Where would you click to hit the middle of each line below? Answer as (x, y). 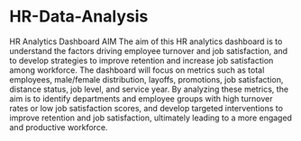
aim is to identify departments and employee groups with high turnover (141, 98)
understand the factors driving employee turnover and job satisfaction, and (149, 50)
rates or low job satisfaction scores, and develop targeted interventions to (146, 108)
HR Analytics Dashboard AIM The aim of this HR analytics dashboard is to (146, 41)
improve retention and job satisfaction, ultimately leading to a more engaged (151, 118)
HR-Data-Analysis (79, 17)
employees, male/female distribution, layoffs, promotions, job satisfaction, (146, 79)
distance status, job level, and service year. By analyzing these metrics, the (149, 89)
